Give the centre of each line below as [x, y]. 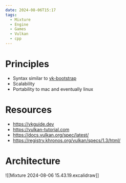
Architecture [33, 161]
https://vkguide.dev [33, 124]
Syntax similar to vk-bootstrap [45, 78]
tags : [11, 15]
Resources [29, 110]
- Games [18, 29]
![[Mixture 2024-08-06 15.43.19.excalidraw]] [52, 175]
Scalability [24, 84]
